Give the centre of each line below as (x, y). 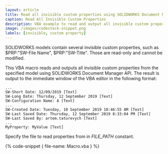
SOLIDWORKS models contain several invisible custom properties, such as (82, 47)
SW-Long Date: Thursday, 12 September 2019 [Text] (59, 96)
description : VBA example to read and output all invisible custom (77, 24)
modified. (15, 58)
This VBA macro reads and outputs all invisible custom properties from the (82, 68)
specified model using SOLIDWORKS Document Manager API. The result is (82, 73)
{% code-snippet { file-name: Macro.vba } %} (52, 146)
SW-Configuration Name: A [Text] (40, 101)
